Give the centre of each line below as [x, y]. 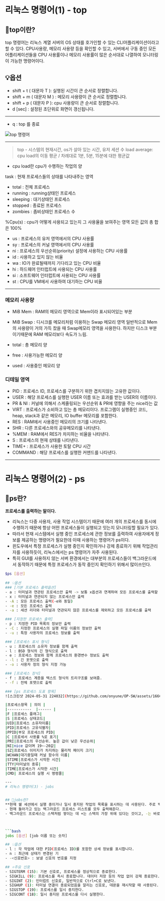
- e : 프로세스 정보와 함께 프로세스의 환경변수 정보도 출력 [57, 655]
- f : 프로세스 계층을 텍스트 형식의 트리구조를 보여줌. [54, 678]
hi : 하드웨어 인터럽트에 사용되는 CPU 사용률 [55, 269]
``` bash [13, 831]
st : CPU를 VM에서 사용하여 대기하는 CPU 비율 [57, 281]
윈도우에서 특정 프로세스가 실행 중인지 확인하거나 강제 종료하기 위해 [76, 546]
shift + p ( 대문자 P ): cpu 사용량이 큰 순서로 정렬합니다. [66, 103]
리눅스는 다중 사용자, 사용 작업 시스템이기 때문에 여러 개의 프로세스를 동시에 [84, 521]
